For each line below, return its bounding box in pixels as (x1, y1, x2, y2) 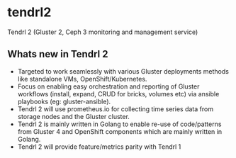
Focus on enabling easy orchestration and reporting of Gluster (17, 82, 200, 91)
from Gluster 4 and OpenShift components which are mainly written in (17, 127, 222, 135)
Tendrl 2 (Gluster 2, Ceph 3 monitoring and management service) (7, 28, 198, 36)
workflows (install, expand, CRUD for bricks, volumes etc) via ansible (17, 89, 220, 98)
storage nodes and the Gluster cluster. (17, 112, 130, 120)
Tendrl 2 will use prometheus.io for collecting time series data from (17, 104, 214, 113)
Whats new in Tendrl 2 (7, 48, 108, 60)
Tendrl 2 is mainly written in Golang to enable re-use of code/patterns (17, 120, 222, 128)
